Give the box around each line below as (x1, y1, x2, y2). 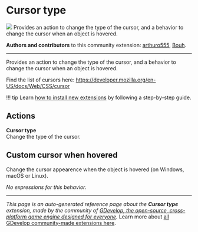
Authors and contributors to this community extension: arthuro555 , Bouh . (6, 41, 187, 48)
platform (6, 213, 27, 220)
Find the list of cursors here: (6, 76, 75, 83)
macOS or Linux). (6, 172, 48, 179)
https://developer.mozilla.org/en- (75, 76, 156, 83)
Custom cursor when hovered (6, 150, 118, 160)
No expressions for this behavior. (6, 184, 87, 191)
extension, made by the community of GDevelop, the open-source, (6, 207, 169, 214)
